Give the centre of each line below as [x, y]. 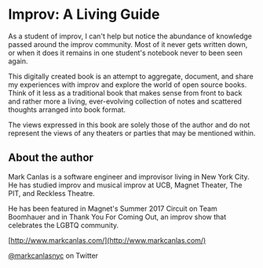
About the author [51, 158]
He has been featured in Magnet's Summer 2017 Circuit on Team [113, 208]
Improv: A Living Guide [84, 14]
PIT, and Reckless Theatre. [52, 193]
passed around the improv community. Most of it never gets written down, [128, 44]
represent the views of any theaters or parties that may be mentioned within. [132, 133]
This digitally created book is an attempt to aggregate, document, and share [131, 76]
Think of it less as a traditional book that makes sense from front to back [125, 92]
